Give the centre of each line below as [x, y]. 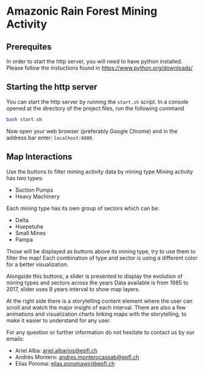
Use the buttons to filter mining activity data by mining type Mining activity [100, 172]
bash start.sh [24, 119]
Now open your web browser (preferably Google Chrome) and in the [92, 131]
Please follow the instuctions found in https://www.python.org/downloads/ [100, 68]
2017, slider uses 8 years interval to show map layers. [73, 289]
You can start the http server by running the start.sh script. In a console [97, 101]
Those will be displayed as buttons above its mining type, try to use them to [101, 251]
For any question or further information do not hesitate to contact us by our [100, 332]
